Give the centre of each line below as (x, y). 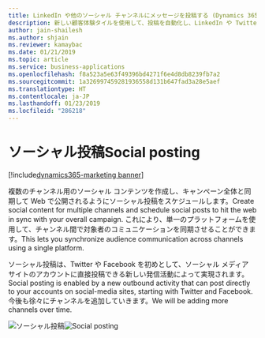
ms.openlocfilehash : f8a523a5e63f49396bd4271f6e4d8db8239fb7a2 (114, 74)
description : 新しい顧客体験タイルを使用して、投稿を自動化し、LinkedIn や (120, 23)
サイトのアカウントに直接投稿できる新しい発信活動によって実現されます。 (129, 274)
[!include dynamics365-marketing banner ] (76, 175)
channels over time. (40, 310)
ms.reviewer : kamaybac (45, 45)
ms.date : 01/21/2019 (42, 52)
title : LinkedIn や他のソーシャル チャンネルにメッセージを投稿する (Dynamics (126, 15)
